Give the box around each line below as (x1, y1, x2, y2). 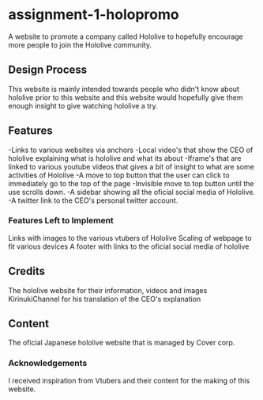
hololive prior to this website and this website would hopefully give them (8, 93, 243, 102)
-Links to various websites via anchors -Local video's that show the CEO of (8, 145, 254, 154)
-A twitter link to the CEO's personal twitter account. (8, 196, 178, 205)
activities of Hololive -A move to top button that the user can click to (8, 170, 231, 180)
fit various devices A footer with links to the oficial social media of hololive (8, 242, 250, 251)
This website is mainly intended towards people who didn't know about (8, 84, 239, 93)
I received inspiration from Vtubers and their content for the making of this (8, 375, 250, 385)
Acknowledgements (8, 358, 88, 369)
